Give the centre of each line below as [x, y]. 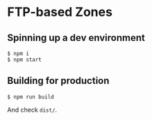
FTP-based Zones [60, 12]
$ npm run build [31, 97]
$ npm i [18, 53]
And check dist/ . [32, 110]
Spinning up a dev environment [76, 38]
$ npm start [24, 60]
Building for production [58, 81]
